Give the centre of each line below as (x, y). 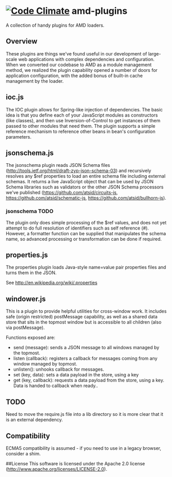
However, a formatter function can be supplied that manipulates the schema (86, 233)
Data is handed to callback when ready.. (56, 386)
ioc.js (15, 97)
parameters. (19, 137)
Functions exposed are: (30, 338)
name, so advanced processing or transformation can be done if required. (84, 239)
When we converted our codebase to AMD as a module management (79, 65)
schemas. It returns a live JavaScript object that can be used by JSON (80, 182)
